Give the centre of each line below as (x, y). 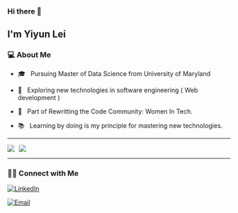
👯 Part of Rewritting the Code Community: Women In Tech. (105, 111)
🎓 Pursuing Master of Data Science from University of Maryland (114, 73)
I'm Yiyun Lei (36, 34)
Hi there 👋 (25, 11)
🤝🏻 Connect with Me (43, 173)
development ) (39, 97)
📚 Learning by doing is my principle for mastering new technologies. (120, 125)
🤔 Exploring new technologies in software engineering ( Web (108, 90)
